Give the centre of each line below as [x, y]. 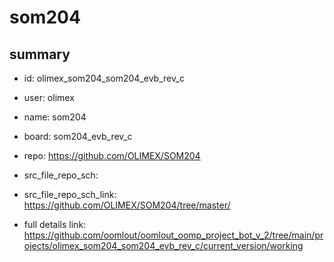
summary [40, 54]
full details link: [55, 224]
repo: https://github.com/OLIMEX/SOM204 [112, 155]
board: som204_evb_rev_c [78, 136]
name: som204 [55, 117]
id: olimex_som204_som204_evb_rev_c [104, 78]
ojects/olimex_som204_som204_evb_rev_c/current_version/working [163, 245]
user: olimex [49, 97]
